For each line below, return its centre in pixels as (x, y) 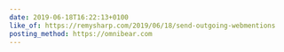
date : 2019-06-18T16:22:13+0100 (69, 17)
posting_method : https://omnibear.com (81, 33)
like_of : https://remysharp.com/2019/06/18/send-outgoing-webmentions (142, 26)
